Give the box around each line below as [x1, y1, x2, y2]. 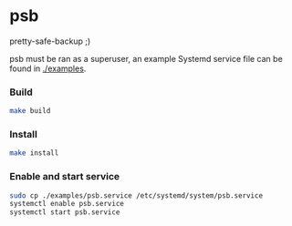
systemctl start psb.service [9, 208, 120, 217]
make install [9, 149, 59, 158]
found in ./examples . [9, 63, 87, 74]
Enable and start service [9, 170, 120, 183]
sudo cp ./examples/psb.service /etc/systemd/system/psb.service [9, 190, 263, 200]
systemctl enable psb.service [9, 200, 125, 209]
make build [9, 107, 51, 116]
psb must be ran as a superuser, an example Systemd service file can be [9, 53, 283, 64]
